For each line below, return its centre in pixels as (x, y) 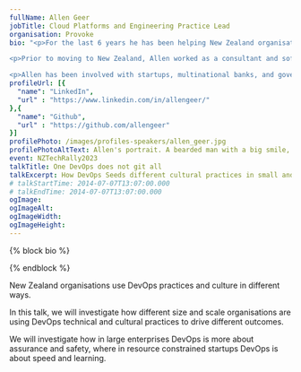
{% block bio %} (39, 250)
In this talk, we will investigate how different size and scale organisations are (150, 312)
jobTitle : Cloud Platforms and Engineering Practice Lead (120, 26)
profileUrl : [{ (38, 83)
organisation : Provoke (52, 34)
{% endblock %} (40, 268)
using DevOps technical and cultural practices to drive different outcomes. (146, 321)
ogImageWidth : (36, 217)
